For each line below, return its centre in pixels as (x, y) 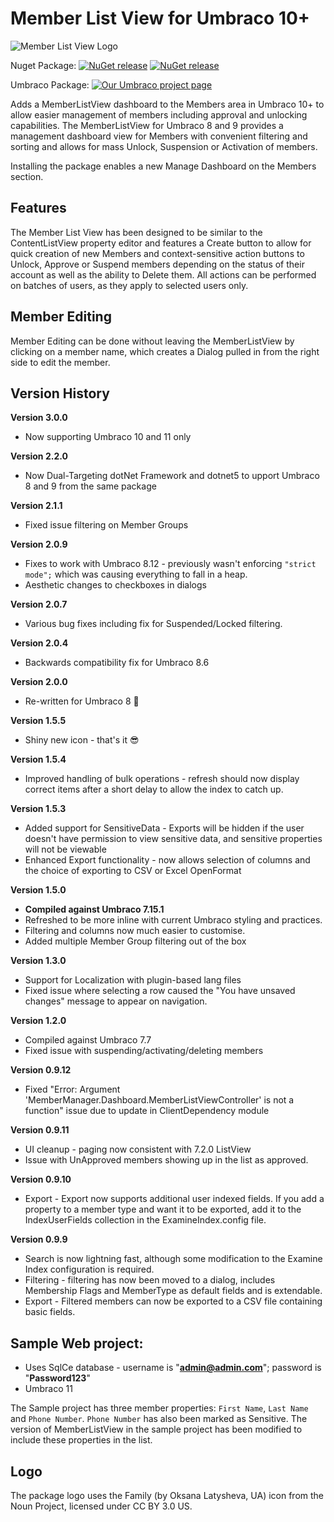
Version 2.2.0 (39, 456)
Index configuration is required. (89, 1269)
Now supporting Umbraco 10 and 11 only (108, 437)
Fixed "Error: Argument (72, 1089)
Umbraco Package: (50, 84)
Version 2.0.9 (39, 544)
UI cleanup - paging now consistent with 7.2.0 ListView (138, 1149)
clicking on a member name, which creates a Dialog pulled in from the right (165, 351)
